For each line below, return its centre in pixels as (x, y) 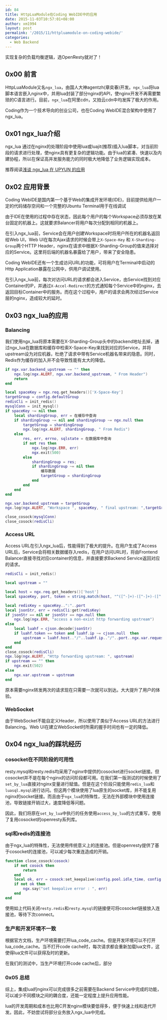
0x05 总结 (17, 978)
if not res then (40, 443)
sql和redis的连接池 (28, 834)
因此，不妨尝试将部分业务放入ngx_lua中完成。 (61, 1013)
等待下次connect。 (38, 914)
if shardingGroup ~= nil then (63, 466)
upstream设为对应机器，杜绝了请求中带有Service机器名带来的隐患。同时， (82, 354)
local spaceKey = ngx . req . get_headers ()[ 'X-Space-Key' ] (64, 392)
